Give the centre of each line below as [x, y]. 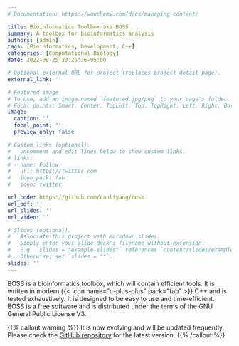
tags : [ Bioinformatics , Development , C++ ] [71, 47]
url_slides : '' [30, 211]
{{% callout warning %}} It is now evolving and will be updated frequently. [116, 327]
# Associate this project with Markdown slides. [84, 237]
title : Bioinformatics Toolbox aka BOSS [68, 27]
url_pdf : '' [25, 204]
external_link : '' [34, 79]
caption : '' [32, 119]
